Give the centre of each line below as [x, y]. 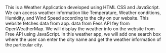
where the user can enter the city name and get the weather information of [83, 39]
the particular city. [24, 45]
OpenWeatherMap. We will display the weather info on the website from [80, 29]
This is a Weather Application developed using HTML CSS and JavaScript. [83, 7]
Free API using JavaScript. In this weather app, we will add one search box [83, 34]
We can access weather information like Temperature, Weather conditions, [83, 13]
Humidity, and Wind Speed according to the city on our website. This [77, 18]
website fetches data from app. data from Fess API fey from [68, 23]
